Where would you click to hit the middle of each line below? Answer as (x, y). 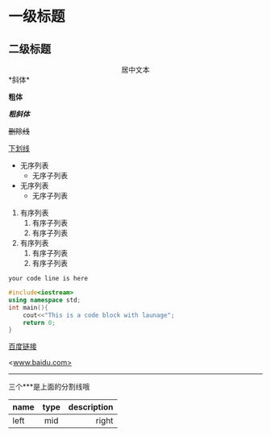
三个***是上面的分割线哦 (49, 387)
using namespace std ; (45, 300)
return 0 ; (40, 323)
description (91, 407)
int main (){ (28, 307)
